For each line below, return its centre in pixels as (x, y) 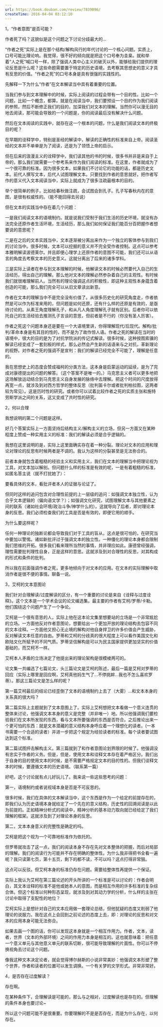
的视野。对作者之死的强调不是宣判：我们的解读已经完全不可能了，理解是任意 (81, 350)
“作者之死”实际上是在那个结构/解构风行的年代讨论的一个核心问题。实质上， (80, 49)
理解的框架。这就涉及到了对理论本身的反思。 (50, 816)
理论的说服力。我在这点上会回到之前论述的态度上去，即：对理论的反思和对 (79, 914)
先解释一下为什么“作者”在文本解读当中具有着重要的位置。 (62, 84)
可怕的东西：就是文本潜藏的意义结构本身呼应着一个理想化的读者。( (80, 726)
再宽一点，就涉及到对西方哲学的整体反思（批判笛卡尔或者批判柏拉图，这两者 (81, 385)
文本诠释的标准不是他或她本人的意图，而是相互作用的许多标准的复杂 (86, 886)
